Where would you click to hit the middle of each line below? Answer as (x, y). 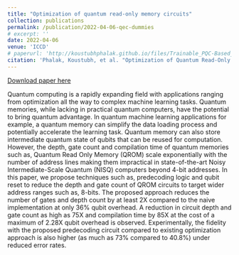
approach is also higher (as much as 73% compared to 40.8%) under (109, 237)
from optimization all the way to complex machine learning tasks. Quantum (117, 102)
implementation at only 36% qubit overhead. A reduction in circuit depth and (119, 207)
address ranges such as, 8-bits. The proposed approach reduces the (108, 192)
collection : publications (46, 21)
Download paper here (39, 80)
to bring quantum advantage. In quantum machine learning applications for (117, 116)
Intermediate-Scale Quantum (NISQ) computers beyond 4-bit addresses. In (117, 169)
